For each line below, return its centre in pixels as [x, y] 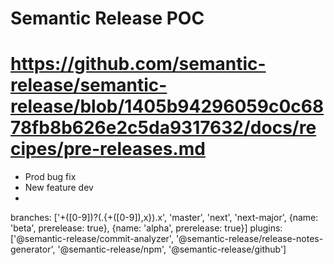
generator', [33, 249]
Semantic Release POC [107, 18]
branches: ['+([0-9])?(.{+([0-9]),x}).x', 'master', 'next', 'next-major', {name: [164, 218]
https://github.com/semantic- [138, 64]
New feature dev [59, 188]
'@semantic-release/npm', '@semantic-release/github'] [172, 249]
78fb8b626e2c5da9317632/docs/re [163, 128]
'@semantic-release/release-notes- [249, 239]
